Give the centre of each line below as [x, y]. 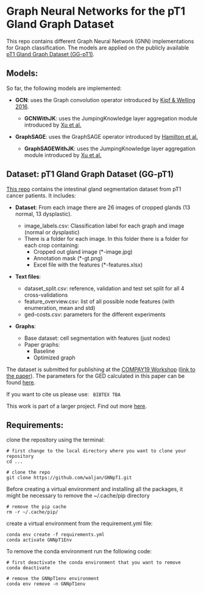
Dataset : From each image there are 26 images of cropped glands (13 [103, 207]
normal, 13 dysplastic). [43, 214]
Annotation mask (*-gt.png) [68, 258]
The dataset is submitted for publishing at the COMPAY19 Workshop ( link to [101, 369]
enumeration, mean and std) [60, 308]
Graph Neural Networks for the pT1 [96, 11]
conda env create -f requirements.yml [55, 535]
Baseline [44, 351]
